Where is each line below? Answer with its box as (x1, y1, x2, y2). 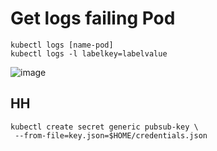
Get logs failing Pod (10, 7, 176, 30)
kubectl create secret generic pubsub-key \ (10, 122, 199, 132)
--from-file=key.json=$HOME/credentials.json (14, 130, 208, 141)
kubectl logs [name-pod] (10, 40, 114, 50)
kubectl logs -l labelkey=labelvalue (10, 48, 168, 59)
